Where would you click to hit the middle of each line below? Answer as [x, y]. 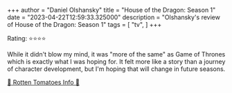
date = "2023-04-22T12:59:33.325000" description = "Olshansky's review [114, 17]
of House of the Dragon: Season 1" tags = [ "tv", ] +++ [84, 24]
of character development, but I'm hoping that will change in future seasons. [116, 69]
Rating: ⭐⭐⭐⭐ [27, 38]
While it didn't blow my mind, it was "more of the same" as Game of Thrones [116, 54]
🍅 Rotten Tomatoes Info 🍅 [43, 82]
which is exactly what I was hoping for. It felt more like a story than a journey [116, 62]
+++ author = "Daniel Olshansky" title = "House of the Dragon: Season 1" [111, 10]
